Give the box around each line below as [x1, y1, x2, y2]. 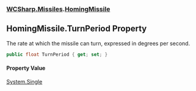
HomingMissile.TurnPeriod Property [6, 24, 147, 34]
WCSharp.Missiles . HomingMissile [6, 5, 111, 13]
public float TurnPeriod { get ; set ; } [6, 51, 108, 58]
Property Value [6, 64, 46, 72]
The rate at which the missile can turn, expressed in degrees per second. [6, 39, 191, 47]
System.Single [6, 78, 43, 85]
